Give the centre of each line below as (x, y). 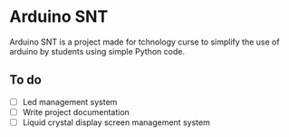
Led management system (70, 102)
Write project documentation (76, 112)
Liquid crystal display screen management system (116, 122)
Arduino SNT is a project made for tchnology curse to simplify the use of (144, 42)
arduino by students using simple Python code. (97, 51)
